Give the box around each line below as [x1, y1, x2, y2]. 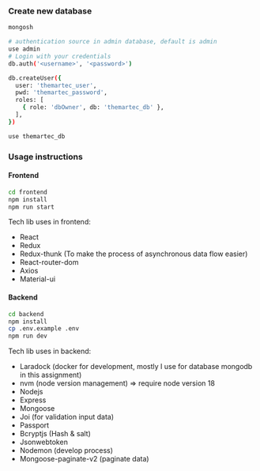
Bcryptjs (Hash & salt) [19, 429, 91, 439]
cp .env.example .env [8, 325, 80, 333]
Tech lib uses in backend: [8, 346, 92, 356]
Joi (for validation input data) [19, 413, 115, 422]
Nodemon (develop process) [19, 446, 113, 455]
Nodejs [19, 387, 43, 397]
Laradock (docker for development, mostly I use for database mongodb [19, 362, 253, 371]
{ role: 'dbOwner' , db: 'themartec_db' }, [22, 104, 164, 111]
